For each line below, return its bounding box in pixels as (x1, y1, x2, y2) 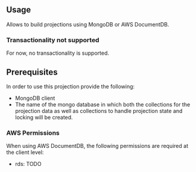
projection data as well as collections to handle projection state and (14, 107, 183, 114)
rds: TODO (14, 161, 42, 168)
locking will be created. (14, 114, 74, 121)
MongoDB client (14, 94, 55, 102)
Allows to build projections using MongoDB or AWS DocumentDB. (6, 20, 169, 28)
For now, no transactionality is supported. (6, 49, 110, 57)
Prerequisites (6, 67, 58, 77)
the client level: (6, 149, 44, 156)
